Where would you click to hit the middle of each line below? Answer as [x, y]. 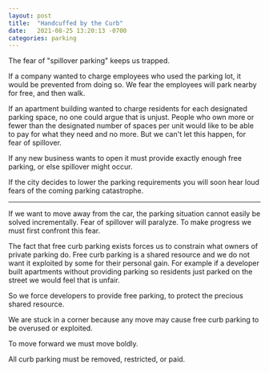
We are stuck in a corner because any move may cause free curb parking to [134, 320]
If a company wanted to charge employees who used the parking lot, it [125, 76]
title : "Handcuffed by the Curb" [66, 23]
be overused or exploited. [51, 328]
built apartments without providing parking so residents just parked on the [130, 272]
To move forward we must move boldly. [73, 344]
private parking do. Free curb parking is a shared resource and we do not [129, 255]
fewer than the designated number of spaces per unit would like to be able [131, 126]
